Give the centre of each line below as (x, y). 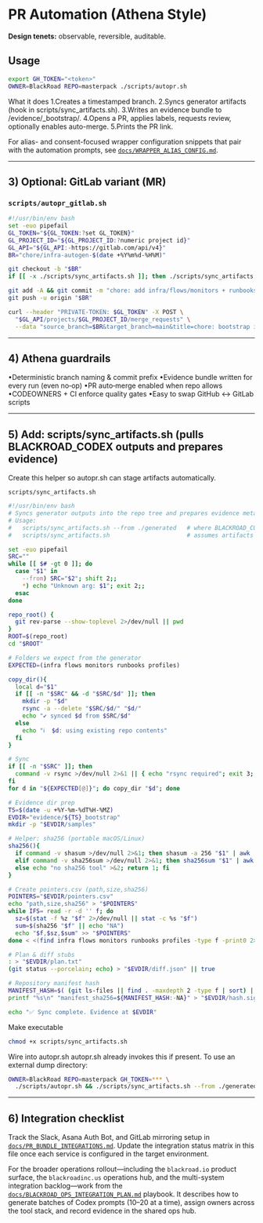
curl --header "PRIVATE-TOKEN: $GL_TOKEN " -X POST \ (96, 312)
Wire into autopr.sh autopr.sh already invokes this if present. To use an (122, 1057)
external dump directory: (48, 1064)
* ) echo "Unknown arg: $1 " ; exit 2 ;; (84, 586)
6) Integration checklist (66, 1118)
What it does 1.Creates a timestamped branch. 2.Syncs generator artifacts (127, 101)
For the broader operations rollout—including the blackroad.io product (122, 1169)
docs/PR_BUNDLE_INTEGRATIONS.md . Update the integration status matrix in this (131, 1146)
